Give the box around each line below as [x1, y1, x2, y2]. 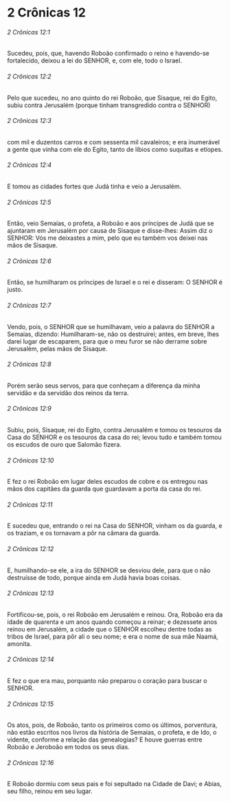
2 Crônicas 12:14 [7, 655, 54, 664]
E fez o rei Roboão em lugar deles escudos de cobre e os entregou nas [7, 478, 208, 486]
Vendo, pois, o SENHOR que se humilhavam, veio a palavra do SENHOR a [7, 322, 215, 331]
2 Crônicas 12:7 [7, 301, 51, 309]
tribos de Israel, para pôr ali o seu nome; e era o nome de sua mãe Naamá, [7, 632, 218, 641]
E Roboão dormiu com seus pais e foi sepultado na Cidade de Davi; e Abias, [7, 780, 222, 788]
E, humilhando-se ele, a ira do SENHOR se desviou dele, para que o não [7, 566, 211, 575]
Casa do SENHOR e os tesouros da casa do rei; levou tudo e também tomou [7, 433, 222, 441]
